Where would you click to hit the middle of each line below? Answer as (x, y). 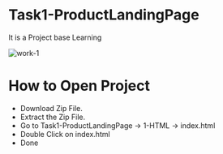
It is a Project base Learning (55, 37)
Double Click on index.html (65, 134)
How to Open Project (79, 86)
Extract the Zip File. (53, 117)
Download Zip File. (51, 108)
